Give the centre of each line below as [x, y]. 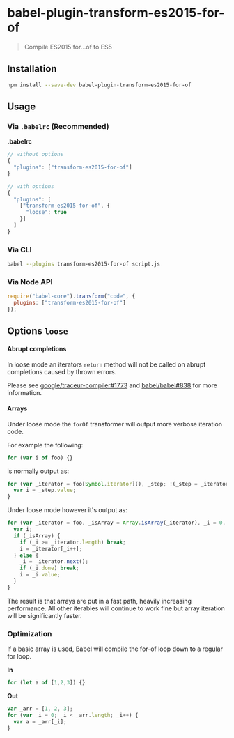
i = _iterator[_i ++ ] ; [51, 548]
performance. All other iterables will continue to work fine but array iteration [116, 608]
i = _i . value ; [40, 575]
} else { [26, 555]
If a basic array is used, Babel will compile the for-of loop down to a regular [115, 649]
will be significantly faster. [45, 615]
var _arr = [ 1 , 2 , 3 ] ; [40, 709]
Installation [32, 69]
